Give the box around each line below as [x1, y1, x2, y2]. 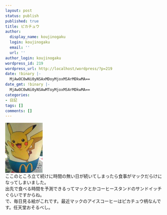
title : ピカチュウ [5, 24, 40, 29]
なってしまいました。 [5, 179, 49, 185]
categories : [5, 92, 30, 97]
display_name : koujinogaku [9, 34, 66, 39]
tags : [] [5, 103, 23, 108]
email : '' [9, 45, 30, 50]
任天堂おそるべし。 [13, 204, 53, 210]
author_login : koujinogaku [5, 55, 61, 60]
